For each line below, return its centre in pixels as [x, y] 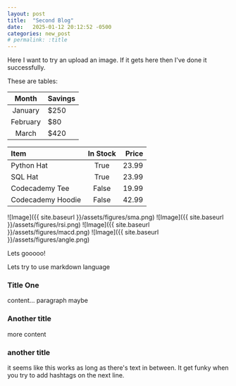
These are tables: [33, 81]
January [26, 111]
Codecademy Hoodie [46, 200]
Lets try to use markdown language [59, 267]
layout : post [26, 14]
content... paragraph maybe [48, 301]
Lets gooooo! [26, 254]
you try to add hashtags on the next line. [66, 375]
